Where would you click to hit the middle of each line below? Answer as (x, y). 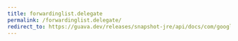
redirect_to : (27, 26)
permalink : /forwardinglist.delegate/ (64, 20)
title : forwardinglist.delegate (55, 14)
